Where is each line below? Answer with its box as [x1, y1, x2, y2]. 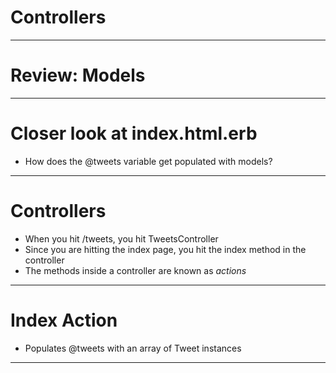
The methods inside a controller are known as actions [24, 264, 247, 276]
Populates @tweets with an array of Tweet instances [24, 342, 242, 354]
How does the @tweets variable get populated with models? [24, 155, 273, 167]
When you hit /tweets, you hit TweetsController [24, 232, 219, 245]
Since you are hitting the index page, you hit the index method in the [24, 243, 307, 255]
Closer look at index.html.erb [10, 122, 258, 145]
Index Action [10, 309, 118, 331]
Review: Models [10, 64, 146, 87]
